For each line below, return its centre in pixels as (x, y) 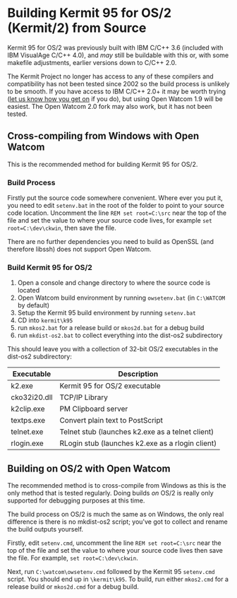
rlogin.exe (27, 443)
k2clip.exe (28, 409)
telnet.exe (27, 432)
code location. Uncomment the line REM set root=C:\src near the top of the (117, 213)
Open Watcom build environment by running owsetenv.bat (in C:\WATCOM (121, 298)
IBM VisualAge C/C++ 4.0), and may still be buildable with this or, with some (118, 55)
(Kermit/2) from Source (77, 28)
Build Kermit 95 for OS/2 (50, 267)
